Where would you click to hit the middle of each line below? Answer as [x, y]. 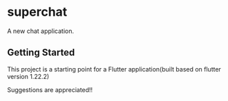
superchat [37, 12]
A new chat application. [41, 31]
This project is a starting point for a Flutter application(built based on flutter [114, 69]
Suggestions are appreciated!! [50, 89]
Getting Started [41, 53]
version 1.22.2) [28, 76]
